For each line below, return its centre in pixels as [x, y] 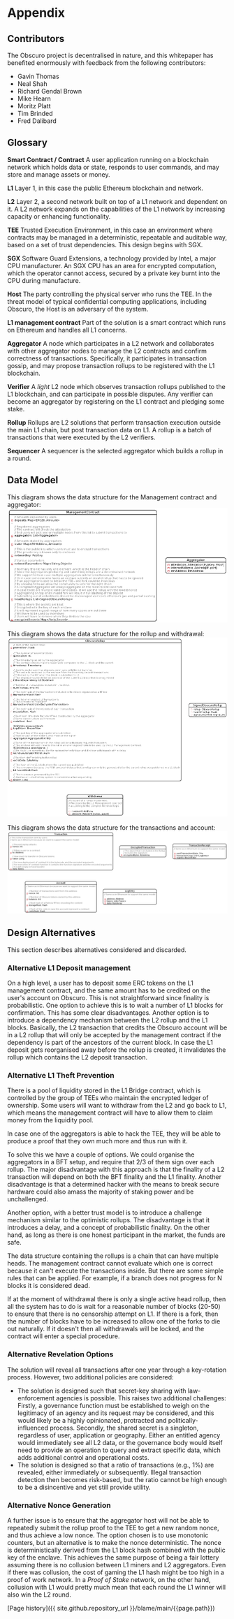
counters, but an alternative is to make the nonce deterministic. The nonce [115, 1542]
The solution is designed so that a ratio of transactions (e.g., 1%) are [116, 1465]
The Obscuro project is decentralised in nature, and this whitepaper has [110, 55]
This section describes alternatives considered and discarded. [97, 950]
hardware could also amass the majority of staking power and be [101, 1192]
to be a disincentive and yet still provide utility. [84, 1487]
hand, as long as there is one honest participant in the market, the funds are [116, 1235]
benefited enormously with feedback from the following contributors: [107, 63]
